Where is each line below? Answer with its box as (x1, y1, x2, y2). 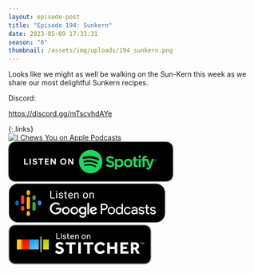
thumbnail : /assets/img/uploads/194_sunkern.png (8, 46, 173, 55)
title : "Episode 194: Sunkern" (8, 21, 113, 30)
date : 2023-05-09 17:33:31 (8, 30, 98, 38)
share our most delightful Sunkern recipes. (8, 78, 149, 88)
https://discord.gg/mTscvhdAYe (8, 109, 113, 119)
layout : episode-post (8, 13, 81, 21)
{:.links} (8, 125, 34, 134)
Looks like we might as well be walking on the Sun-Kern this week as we (8, 69, 247, 79)
